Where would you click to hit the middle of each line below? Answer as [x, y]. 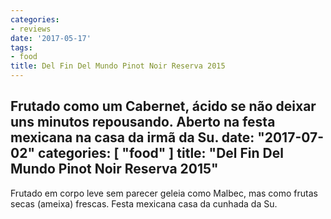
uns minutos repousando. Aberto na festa [143, 122]
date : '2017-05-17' [51, 38]
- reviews [31, 29]
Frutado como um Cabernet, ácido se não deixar [163, 106]
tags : [21, 47]
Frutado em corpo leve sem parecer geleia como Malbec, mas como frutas [164, 193]
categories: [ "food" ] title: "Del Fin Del [160, 153]
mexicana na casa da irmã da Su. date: [132, 137]
